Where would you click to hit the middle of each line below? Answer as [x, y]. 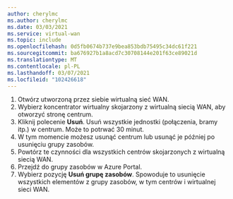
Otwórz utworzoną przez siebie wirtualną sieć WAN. [93, 99]
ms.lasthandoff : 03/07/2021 [49, 73]
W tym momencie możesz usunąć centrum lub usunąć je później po [116, 137]
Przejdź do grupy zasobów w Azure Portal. [80, 167]
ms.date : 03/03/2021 [38, 27]
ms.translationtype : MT [42, 60]
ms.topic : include [34, 40]
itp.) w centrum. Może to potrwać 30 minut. [81, 129]
